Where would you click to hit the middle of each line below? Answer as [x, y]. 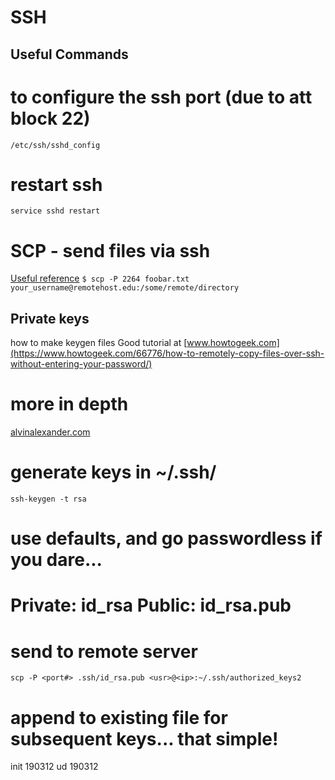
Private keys [50, 318]
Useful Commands [69, 54]
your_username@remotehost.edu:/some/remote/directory [125, 288]
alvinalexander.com [50, 432]
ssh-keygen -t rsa [48, 499]
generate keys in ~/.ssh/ [113, 472]
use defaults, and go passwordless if [166, 538]
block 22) [50, 118]
